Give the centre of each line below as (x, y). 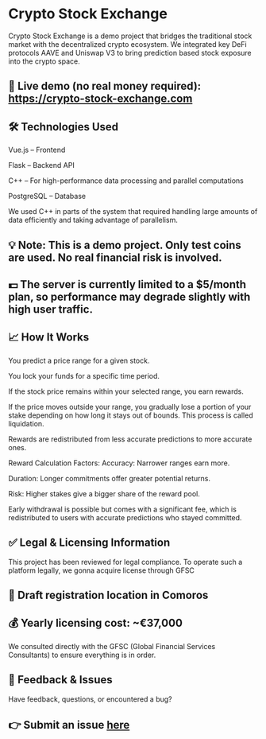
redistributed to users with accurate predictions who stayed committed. (125, 517)
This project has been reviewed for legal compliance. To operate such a (125, 562)
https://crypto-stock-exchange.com (100, 99)
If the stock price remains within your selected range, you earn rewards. (126, 391)
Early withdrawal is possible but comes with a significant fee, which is (122, 509)
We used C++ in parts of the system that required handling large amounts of (133, 212)
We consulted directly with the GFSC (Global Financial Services (112, 646)
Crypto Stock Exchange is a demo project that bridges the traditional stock (130, 36)
